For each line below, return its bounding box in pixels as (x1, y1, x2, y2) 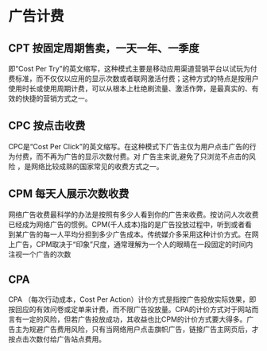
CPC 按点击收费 (8, 119, 86, 133)
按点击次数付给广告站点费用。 (8, 334, 106, 344)
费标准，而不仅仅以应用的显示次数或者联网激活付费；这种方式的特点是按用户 (8, 74, 259, 83)
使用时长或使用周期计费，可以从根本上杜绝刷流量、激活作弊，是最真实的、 (8, 84, 252, 93)
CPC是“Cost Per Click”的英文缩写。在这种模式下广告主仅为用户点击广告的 (8, 141, 250, 151)
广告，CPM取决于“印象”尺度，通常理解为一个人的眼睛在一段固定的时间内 (14, 239, 253, 249)
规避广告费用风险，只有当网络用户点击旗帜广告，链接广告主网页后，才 (29, 325, 259, 334)
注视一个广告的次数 (8, 249, 72, 259)
